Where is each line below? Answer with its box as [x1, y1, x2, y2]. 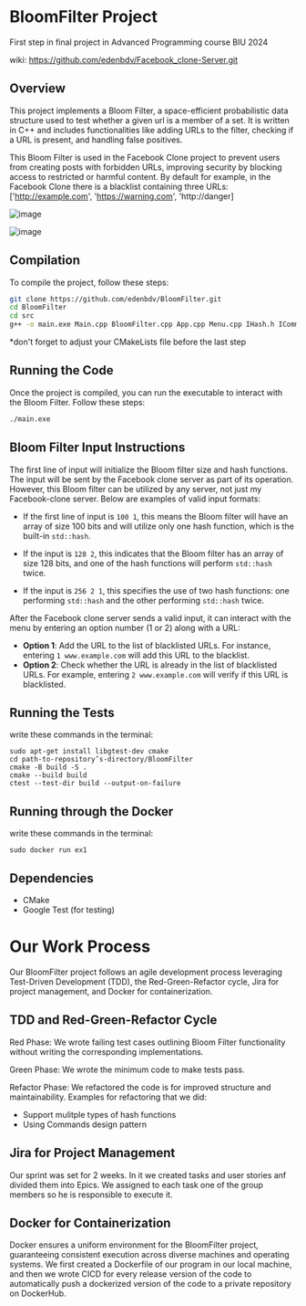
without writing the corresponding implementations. [9, 1046, 204, 1057]
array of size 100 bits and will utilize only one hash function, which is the [22, 521, 294, 532]
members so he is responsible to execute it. [9, 1189, 173, 1200]
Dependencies [9, 870, 94, 886]
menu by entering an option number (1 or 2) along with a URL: [9, 622, 241, 633]
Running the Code [9, 363, 114, 378]
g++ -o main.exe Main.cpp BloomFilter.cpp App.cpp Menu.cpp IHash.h [9, 320, 275, 330]
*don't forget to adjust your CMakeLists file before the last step [9, 336, 247, 348]
